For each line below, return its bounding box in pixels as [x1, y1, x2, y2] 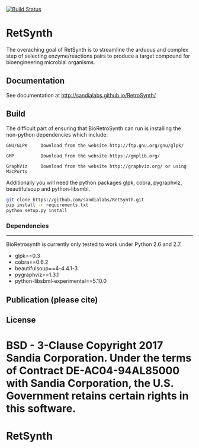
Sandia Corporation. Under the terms [6, 351, 192, 365]
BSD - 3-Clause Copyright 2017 [6, 339, 163, 352]
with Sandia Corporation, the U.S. [6, 377, 174, 390]
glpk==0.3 [14, 253, 40, 260]
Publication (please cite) [6, 295, 98, 305]
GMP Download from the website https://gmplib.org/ [6, 153, 161, 159]
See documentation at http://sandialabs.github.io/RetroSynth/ [6, 92, 156, 99]
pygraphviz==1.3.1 [14, 271, 59, 279]
